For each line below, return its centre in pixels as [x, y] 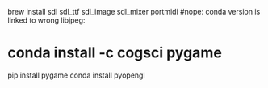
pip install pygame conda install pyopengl [77, 75]
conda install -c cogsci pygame [115, 53]
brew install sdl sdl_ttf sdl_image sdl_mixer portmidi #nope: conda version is [134, 12]
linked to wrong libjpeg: [46, 20]
